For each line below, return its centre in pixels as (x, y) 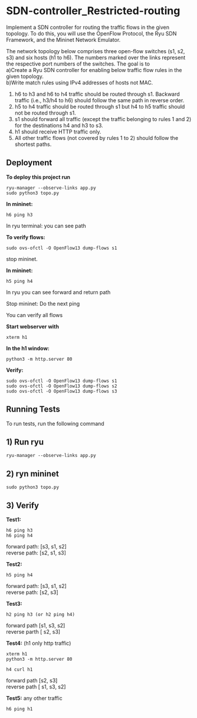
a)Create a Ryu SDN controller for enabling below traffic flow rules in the (94, 70)
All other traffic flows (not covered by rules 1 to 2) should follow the (96, 138)
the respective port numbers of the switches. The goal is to (78, 64)
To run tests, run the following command (55, 423)
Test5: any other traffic (35, 698)
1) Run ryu (25, 442)
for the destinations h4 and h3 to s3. (59, 125)
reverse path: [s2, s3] (32, 592)
